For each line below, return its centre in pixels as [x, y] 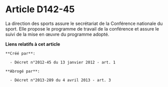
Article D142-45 [40, 9]
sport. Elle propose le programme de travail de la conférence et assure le [82, 28]
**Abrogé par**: [23, 71]
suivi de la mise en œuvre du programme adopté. [57, 34]
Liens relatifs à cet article [33, 44]
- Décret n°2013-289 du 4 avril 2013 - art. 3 [60, 80]
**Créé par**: [20, 53]
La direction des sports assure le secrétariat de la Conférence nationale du [84, 23]
